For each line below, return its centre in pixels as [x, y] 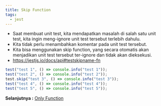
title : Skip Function [28, 10]
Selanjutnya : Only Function [34, 98]
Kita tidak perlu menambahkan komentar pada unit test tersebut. [80, 44]
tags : [11, 15]
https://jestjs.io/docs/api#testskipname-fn [56, 61]
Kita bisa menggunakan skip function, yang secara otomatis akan [81, 50]
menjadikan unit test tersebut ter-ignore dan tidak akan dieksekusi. [82, 55]
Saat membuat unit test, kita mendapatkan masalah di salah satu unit [84, 34]
